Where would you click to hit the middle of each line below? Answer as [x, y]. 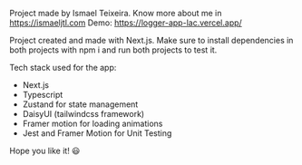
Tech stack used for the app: [63, 68]
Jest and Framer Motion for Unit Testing [97, 133]
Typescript [43, 95]
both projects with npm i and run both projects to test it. [113, 50]
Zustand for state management [80, 104]
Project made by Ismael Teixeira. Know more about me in [116, 13]
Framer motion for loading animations [93, 123]
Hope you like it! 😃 [45, 150]
